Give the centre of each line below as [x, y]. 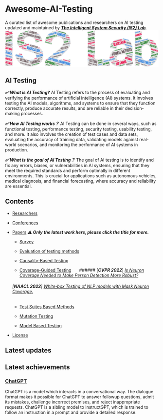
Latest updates [28, 350]
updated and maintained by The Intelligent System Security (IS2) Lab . [76, 27]
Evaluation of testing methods [49, 251]
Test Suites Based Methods [47, 307]
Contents [19, 201]
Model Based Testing [41, 325]
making [13, 113]
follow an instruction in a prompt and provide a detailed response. [71, 412]
